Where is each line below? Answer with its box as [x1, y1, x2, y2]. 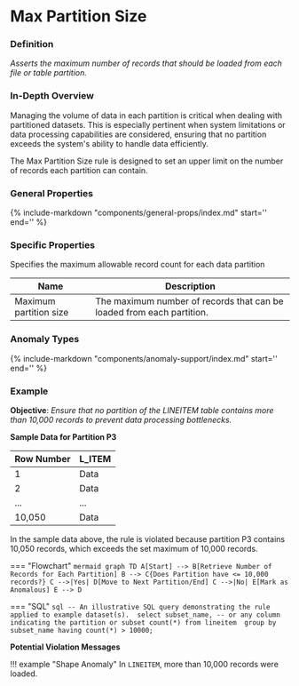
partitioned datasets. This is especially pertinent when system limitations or [10, 119, 287, 130]
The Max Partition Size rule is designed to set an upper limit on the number [10, 156, 284, 166]
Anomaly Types [10, 333, 80, 346]
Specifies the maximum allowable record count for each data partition [10, 259, 265, 270]
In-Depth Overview [10, 90, 94, 102]
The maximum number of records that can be [95, 295, 284, 307]
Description [164, 280, 216, 292]
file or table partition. [10, 68, 87, 78]
